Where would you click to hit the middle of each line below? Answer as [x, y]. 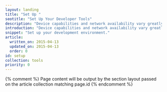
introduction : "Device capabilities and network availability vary [77, 28]
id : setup [15, 56]
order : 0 [19, 51]
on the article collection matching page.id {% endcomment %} [69, 84]
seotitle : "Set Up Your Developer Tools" [49, 19]
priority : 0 [17, 65]
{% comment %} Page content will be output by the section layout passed [81, 79]
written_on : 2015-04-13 [34, 42]
